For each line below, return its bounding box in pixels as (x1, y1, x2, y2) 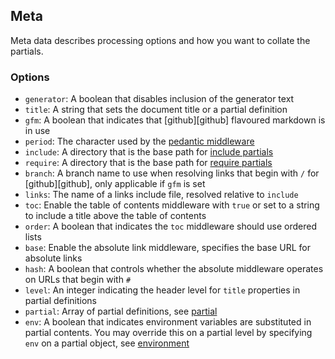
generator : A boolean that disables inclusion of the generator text (24, 93, 295, 105)
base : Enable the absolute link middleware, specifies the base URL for (24, 242, 311, 254)
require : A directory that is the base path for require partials (24, 157, 273, 169)
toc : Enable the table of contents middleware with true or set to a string (24, 199, 320, 211)
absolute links (24, 252, 83, 264)
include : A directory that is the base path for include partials (24, 146, 274, 158)
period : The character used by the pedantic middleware (24, 135, 255, 148)
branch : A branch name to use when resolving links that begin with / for (24, 167, 320, 179)
